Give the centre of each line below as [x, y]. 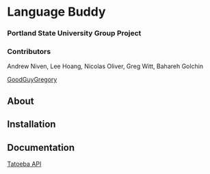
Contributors [29, 52]
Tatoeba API [24, 164]
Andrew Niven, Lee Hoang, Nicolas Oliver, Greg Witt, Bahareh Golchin [105, 66]
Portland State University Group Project [74, 33]
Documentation [41, 147]
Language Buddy [56, 12]
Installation [31, 125]
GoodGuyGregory [32, 80]
